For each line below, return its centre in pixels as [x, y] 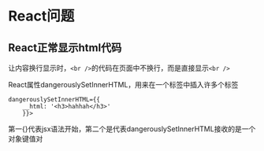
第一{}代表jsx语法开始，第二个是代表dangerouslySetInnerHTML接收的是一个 [132, 129]
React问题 [41, 16]
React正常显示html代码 [65, 48]
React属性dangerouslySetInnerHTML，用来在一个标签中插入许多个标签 [123, 85]
